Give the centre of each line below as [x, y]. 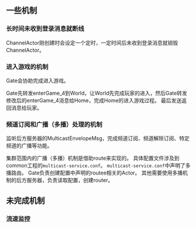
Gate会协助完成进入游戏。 [38, 81]
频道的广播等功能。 [29, 146]
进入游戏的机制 [27, 66]
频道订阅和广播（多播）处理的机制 [54, 124]
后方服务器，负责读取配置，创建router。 [65, 180]
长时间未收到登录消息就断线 [45, 29]
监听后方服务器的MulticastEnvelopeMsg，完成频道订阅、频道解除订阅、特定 [98, 138]
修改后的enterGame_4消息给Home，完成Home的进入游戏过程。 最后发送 [94, 100]
